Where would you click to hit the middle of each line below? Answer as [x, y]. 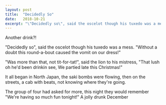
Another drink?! [21, 38]
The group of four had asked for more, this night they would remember [77, 92]
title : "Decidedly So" [30, 14]
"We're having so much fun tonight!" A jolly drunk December [67, 97]
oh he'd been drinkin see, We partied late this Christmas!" [64, 67]
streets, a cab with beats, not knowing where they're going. [65, 82]
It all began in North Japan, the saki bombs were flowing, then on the [75, 77]
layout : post [19, 10]
